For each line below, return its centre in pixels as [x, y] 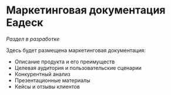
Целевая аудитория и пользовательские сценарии [78, 67]
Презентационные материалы [52, 80]
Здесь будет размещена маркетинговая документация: [76, 50]
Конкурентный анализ [42, 74]
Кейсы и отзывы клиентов [47, 86]
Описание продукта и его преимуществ [65, 62]
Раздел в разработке [33, 39]
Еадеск [25, 23]
